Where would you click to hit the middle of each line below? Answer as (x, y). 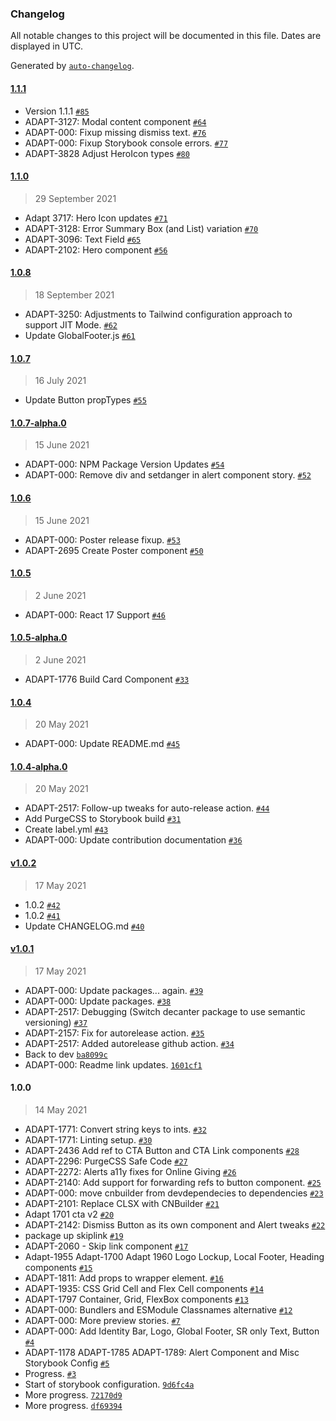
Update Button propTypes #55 (85, 400)
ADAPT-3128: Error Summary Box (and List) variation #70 (141, 228)
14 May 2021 (61, 1109)
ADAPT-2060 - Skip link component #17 (106, 1246)
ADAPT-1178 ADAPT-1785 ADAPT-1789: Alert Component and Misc (162, 1352)
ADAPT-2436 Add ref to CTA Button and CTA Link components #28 (162, 1150)
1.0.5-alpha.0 (39, 638)
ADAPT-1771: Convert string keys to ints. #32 (115, 1129)
